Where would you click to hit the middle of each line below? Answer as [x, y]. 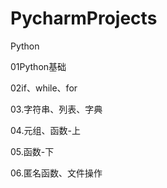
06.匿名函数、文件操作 [56, 173]
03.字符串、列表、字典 [56, 109]
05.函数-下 [32, 151]
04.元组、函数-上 [45, 130]
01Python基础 [38, 66]
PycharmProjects [84, 18]
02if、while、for [44, 88]
